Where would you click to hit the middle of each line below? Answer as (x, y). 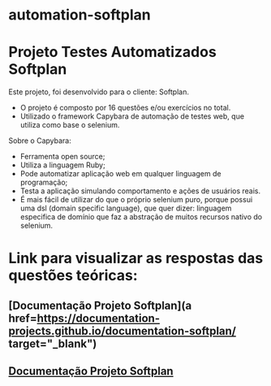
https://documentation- (99, 318)
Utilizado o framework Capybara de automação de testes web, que (132, 116)
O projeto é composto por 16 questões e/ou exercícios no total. (125, 108)
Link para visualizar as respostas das (136, 258)
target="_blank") (53, 343)
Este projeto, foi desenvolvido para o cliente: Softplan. (99, 92)
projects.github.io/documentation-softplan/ (123, 331)
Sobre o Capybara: (40, 141)
